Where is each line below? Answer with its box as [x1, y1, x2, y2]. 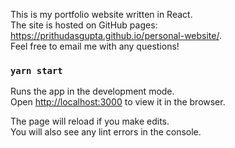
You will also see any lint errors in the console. [10, 126, 202, 138]
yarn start [10, 65, 63, 76]
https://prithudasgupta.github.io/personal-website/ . [10, 30, 222, 41]
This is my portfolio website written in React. [10, 9, 193, 20]
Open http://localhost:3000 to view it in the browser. [10, 96, 226, 108]
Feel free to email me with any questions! [10, 40, 180, 52]
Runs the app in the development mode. [10, 85, 175, 98]
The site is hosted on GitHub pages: [10, 19, 158, 31]
